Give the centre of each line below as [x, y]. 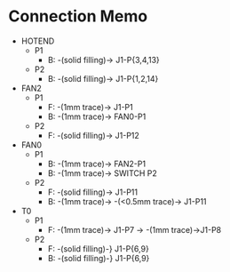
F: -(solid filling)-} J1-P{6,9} [99, 248]
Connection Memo [78, 16]
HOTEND [38, 41]
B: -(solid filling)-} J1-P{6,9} [99, 258]
